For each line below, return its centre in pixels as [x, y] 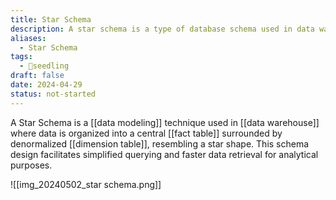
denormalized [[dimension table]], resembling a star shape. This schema [160, 143]
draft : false [37, 76]
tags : [21, 57]
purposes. [31, 165]
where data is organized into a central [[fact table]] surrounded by [146, 133]
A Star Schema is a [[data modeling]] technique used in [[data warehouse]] [165, 122]
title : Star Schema [51, 19]
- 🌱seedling [44, 66]
